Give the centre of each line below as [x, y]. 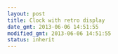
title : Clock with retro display [56, 20]
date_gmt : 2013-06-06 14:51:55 [53, 27]
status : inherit [31, 40]
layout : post [26, 14]
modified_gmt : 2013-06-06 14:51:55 [59, 33]
